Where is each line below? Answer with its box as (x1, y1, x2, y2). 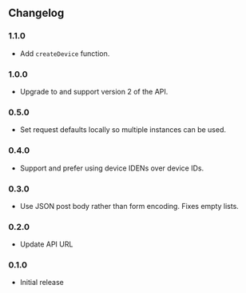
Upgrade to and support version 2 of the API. (19, 86, 169, 96)
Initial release (19, 278, 64, 287)
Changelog (8, 6, 65, 20)
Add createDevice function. (19, 48, 110, 58)
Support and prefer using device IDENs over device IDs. (19, 163, 204, 173)
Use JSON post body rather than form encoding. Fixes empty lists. (19, 201, 240, 211)
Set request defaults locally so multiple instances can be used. (19, 125, 226, 134)
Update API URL (19, 239, 73, 249)
